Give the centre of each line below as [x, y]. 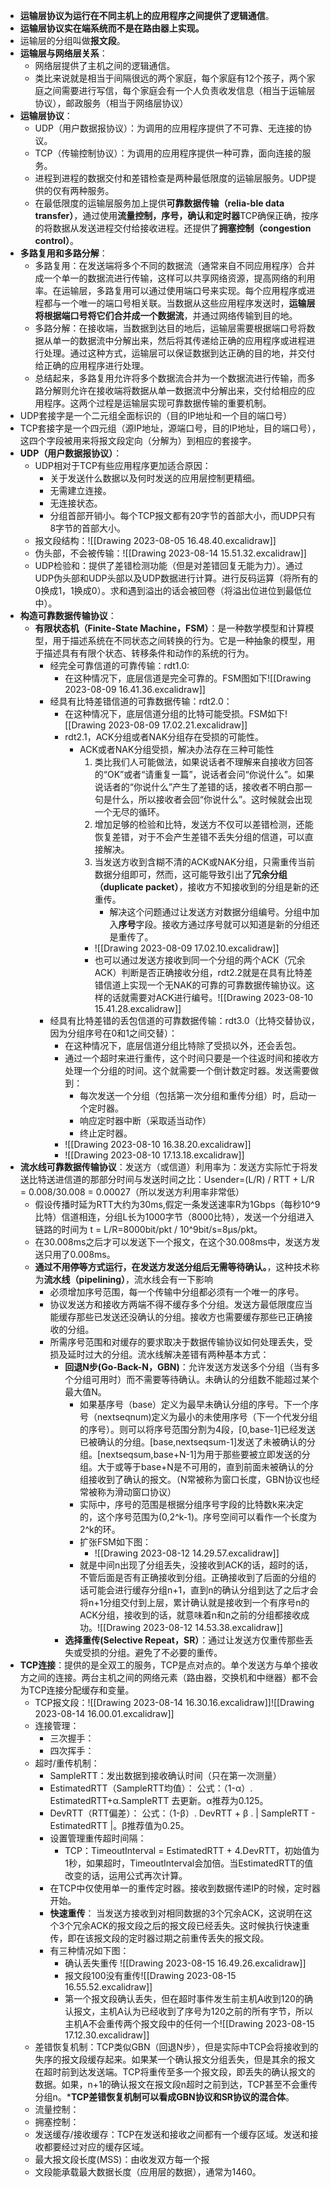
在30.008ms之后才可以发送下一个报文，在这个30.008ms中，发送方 [173, 1242]
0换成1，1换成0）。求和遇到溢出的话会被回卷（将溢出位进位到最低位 [173, 590]
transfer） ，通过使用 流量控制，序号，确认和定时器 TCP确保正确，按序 [177, 215]
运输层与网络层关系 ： [63, 53]
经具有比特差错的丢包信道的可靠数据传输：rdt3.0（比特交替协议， [184, 1020]
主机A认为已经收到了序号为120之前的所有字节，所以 [206, 2011]
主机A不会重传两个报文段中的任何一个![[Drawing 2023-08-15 [189, 2023]
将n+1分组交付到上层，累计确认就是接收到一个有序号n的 [194, 1602]
